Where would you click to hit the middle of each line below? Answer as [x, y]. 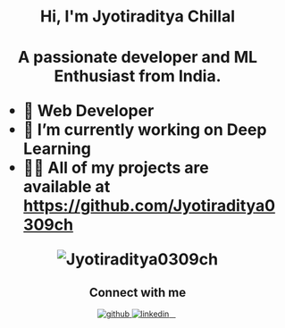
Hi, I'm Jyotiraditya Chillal [138, 17]
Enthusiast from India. [138, 76]
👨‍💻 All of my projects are [116, 168]
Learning [57, 149]
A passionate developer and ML [138, 58]
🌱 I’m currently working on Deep [145, 130]
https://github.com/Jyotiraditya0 [149, 206]
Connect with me [138, 292]
